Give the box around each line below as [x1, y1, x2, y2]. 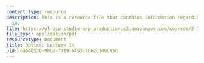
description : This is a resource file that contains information [6, 14, 175, 20]
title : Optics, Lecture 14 [6, 43, 75, 49]
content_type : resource [6, 8, 67, 15]
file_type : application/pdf [6, 31, 78, 37]
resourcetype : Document [6, 37, 67, 43]
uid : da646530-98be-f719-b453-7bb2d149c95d [6, 48, 118, 54]
